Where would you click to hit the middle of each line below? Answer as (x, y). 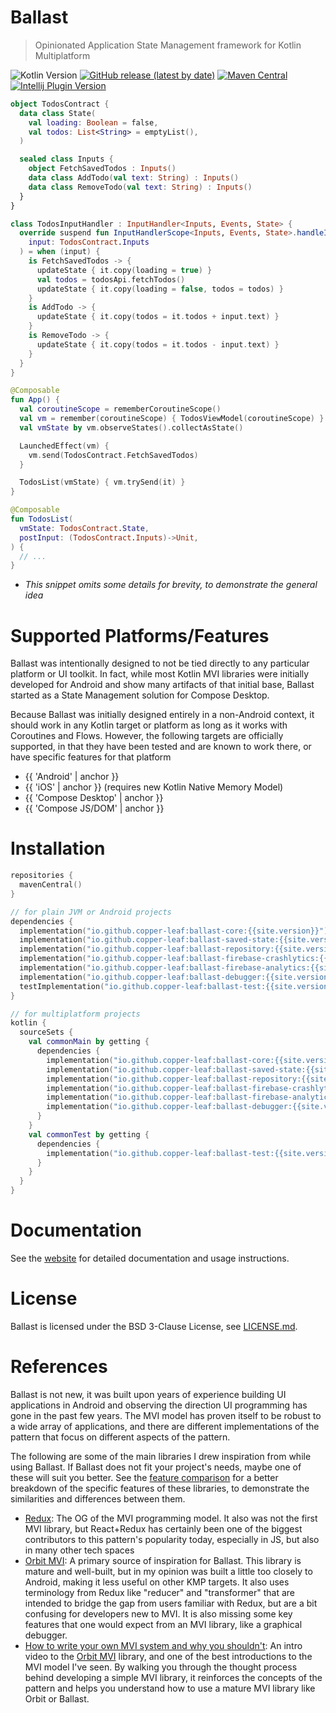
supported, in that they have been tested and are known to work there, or (161, 747)
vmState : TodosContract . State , (84, 528)
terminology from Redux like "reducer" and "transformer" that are (159, 1592)
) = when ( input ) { (60, 252)
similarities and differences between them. (98, 1498)
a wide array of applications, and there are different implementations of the (165, 1426)
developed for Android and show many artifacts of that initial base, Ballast (162, 685)
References (59, 1367)
